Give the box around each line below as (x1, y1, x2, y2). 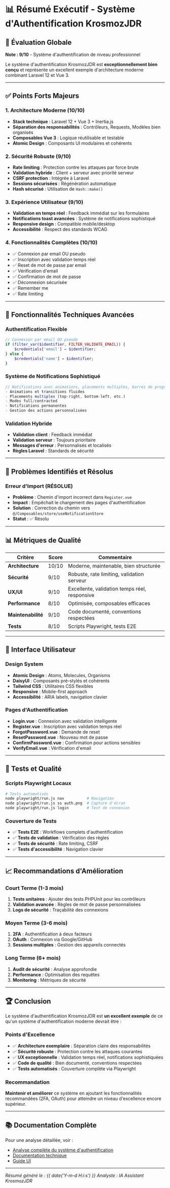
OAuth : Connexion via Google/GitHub (12, 936, 93, 942)
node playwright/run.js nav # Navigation (5, 796, 114, 801)
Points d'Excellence (5, 1031, 55, 1038)
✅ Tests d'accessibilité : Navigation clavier (12, 846, 104, 852)
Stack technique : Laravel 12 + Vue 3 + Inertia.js (12, 118, 114, 125)
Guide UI (12, 1157, 31, 1164)
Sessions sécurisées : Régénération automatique (12, 180, 116, 187)
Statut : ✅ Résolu (12, 516, 49, 522)
